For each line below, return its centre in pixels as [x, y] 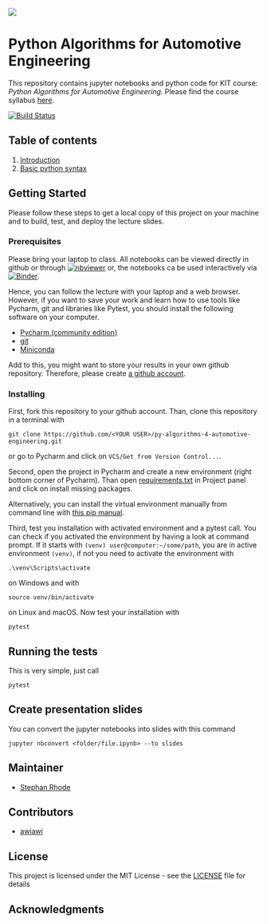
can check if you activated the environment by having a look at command [129, 537]
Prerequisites [35, 242]
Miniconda [37, 349]
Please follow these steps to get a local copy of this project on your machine [133, 212]
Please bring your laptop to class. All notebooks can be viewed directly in [129, 259]
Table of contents [53, 141]
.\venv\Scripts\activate [49, 568]
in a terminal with [37, 420]
